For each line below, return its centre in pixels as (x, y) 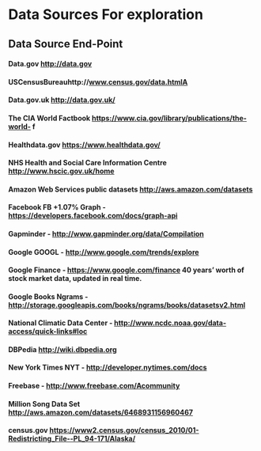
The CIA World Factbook (49, 118)
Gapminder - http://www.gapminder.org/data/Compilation (106, 233)
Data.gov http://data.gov (50, 64)
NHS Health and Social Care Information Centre (88, 163)
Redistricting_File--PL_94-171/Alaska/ (72, 439)
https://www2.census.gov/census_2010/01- (124, 430)
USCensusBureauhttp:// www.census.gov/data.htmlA (98, 81)
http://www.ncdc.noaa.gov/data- (170, 323)
